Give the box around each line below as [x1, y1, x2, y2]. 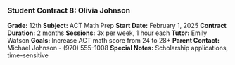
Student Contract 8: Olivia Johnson [7, 6, 131, 15]
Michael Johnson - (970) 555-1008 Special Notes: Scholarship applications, [7, 44, 229, 52]
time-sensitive [7, 51, 49, 59]
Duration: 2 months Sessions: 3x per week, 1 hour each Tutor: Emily [7, 29, 208, 37]
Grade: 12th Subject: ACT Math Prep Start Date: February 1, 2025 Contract [7, 22, 227, 30]
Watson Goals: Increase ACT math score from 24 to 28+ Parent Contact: [7, 36, 220, 45]
